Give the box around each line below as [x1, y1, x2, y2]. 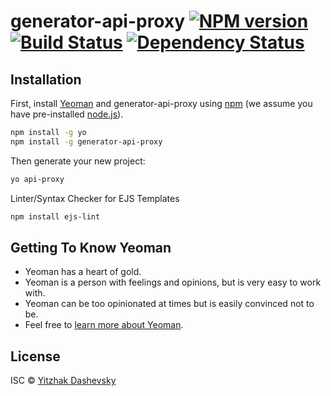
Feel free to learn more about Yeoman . [24, 319, 184, 331]
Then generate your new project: [10, 155, 146, 167]
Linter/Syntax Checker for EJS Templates [10, 192, 180, 204]
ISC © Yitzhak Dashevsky [10, 375, 117, 387]
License [10, 348, 61, 365]
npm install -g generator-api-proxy [10, 136, 163, 147]
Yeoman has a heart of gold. [24, 266, 142, 278]
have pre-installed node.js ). [10, 108, 124, 120]
